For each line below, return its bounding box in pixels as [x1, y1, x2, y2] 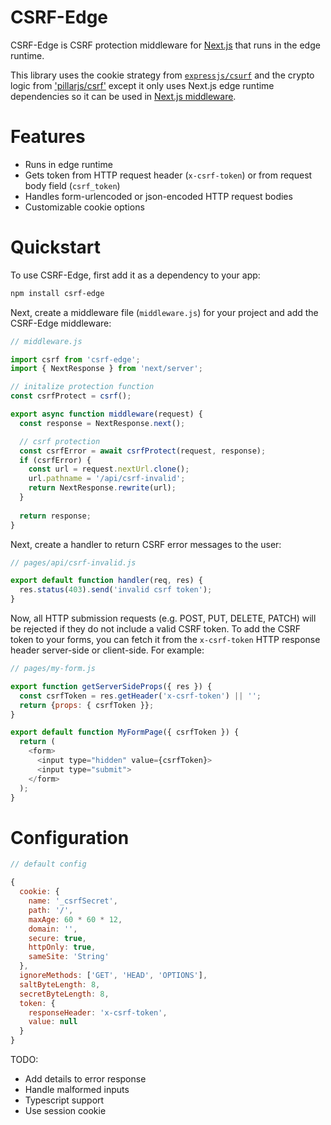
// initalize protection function [10, 382, 155, 392]
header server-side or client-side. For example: [10, 644, 205, 656]
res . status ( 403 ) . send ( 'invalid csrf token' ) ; [19, 585, 213, 595]
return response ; [19, 511, 92, 521]
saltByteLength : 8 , [19, 979, 101, 990]
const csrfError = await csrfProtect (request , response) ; [19, 446, 267, 456]
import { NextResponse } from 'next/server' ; [10, 364, 203, 374]
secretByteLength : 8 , [19, 989, 110, 999]
